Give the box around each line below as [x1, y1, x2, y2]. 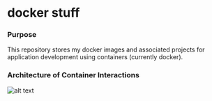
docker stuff [7, 5, 80, 21]
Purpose [7, 30, 37, 40]
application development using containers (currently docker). [7, 53, 183, 61]
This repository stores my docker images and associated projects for [7, 45, 205, 54]
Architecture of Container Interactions [7, 70, 139, 80]
